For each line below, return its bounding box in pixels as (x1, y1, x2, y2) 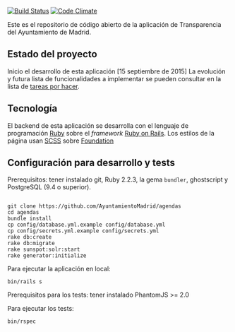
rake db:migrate (7, 240, 55, 247)
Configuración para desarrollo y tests (7, 157, 175, 169)
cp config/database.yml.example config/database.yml (7, 221, 166, 229)
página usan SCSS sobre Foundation (7, 136, 114, 145)
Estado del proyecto (7, 48, 97, 60)
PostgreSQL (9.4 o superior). (7, 183, 92, 191)
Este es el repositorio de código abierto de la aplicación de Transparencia (7, 20, 222, 28)
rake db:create (7, 234, 52, 241)
